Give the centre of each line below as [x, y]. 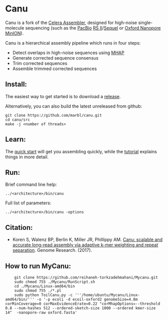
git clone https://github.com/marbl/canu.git [53, 115]
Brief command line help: [31, 185]
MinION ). [15, 33]
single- [145, 23]
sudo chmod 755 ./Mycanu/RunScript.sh [55, 282]
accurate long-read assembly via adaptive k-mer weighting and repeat [85, 245]
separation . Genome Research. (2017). [52, 250]
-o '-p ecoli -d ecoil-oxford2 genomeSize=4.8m [87, 299]
